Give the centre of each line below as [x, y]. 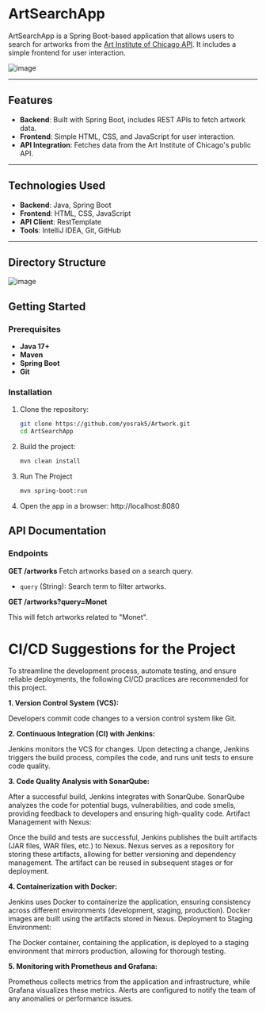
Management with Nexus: [50, 822]
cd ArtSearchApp [46, 432]
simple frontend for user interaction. [67, 52]
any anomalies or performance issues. [70, 999]
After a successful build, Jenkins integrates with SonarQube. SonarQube [127, 797]
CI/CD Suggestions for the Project [122, 649]
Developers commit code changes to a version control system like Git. [122, 718]
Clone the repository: [54, 409]
